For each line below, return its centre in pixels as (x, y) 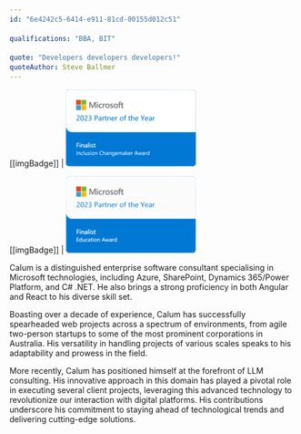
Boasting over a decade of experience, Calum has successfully (128, 314)
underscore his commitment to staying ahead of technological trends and (147, 409)
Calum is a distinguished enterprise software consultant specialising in (142, 268)
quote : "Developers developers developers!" (95, 58)
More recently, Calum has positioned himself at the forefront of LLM (136, 371)
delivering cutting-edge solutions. (73, 419)
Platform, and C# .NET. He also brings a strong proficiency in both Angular (149, 287)
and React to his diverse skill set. (71, 297)
